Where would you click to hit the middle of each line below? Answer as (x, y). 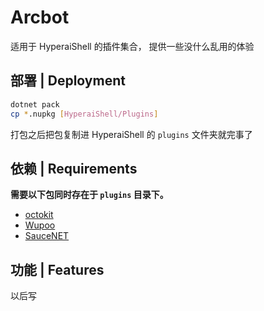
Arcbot (40, 17)
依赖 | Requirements (74, 168)
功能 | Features (57, 269)
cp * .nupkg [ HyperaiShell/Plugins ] (84, 114)
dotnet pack (35, 104)
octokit (39, 215)
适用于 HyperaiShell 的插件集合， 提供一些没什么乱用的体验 (132, 46)
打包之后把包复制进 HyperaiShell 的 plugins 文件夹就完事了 (131, 134)
